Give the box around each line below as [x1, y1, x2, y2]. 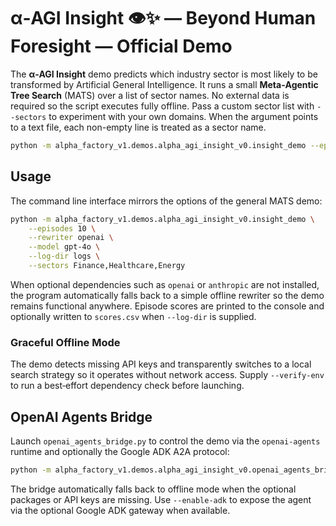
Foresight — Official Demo [10, 35, 233, 58]
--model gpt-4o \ [28, 242, 101, 252]
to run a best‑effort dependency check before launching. [10, 380, 245, 392]
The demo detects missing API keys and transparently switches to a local [10, 358, 312, 370]
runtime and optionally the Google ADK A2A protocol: [10, 445, 230, 457]
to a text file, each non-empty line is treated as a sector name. [10, 121, 267, 133]
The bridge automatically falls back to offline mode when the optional [10, 483, 297, 495]
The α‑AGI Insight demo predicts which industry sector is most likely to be [10, 68, 318, 80]
